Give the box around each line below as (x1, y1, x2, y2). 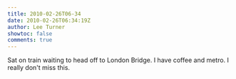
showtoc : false (7, 30, 53, 37)
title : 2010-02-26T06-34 (7, 10, 81, 18)
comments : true (7, 37, 53, 44)
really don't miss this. (7, 63, 70, 72)
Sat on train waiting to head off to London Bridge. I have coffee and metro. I (7, 56, 230, 64)
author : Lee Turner (7, 23, 66, 30)
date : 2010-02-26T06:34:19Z (7, 17, 91, 24)
